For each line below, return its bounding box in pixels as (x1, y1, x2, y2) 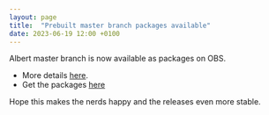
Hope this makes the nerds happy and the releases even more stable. (9, 97, 262, 107)
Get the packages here (21, 80, 106, 90)
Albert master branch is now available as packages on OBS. (9, 54, 227, 64)
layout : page (9, 12, 57, 22)
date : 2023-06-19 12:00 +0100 (9, 29, 121, 38)
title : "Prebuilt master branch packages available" (9, 21, 212, 30)
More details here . (21, 70, 89, 81)
